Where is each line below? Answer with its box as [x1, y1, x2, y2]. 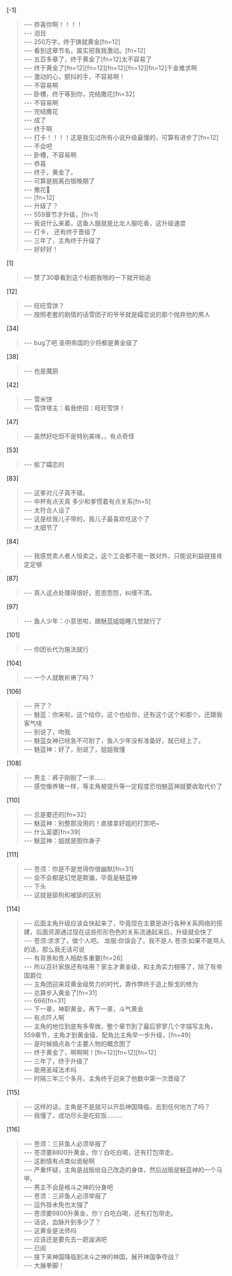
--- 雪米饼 [23, 395, 53, 403]
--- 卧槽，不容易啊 [23, 151, 77, 159]
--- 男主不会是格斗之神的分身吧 [23, 1183, 114, 1191]
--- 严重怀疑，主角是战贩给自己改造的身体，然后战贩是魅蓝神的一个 [23, 1165, 217, 1174]
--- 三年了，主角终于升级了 [23, 237, 101, 244]
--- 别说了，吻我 [23, 728, 71, 736]
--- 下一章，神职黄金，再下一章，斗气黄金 [23, 1005, 144, 1013]
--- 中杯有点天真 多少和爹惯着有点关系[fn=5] [23, 497, 151, 505]
